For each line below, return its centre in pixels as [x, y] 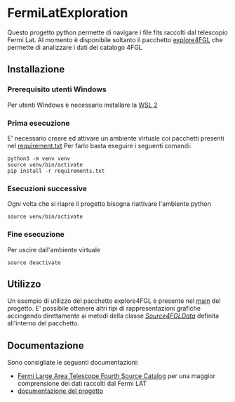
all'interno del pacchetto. [43, 323]
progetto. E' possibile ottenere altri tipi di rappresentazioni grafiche [104, 309]
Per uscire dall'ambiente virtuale [54, 249]
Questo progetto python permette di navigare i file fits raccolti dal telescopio [117, 32]
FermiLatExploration [68, 13]
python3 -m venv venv [39, 158]
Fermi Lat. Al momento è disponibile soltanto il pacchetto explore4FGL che [115, 39]
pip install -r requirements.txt [56, 171]
